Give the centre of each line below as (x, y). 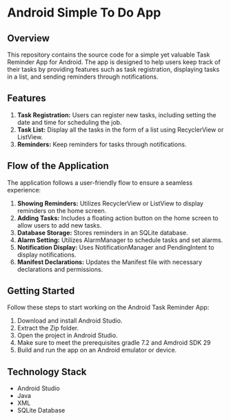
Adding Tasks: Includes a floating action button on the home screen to (118, 218)
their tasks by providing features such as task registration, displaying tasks (113, 69)
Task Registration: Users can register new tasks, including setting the (117, 114)
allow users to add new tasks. (59, 225)
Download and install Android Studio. (70, 321)
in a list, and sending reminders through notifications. (83, 77)
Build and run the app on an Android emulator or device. (97, 350)
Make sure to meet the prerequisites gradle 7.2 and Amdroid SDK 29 (114, 343)
